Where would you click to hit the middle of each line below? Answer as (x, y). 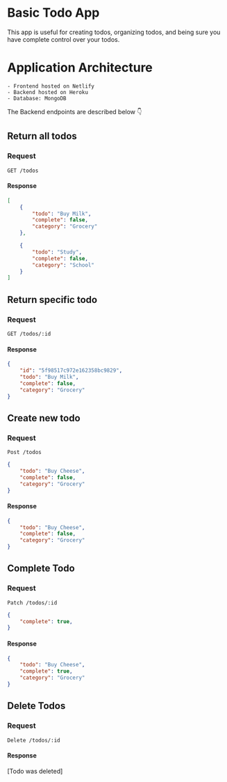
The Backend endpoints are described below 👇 (75, 111)
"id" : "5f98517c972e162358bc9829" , (71, 370)
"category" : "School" (64, 265)
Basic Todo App (53, 13)
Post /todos (24, 453)
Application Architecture (80, 68)
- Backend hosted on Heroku (48, 92)
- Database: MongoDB (37, 98)
